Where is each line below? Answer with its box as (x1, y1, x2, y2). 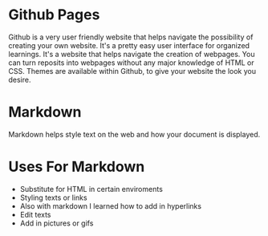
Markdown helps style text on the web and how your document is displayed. (8, 129, 261, 139)
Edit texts (19, 210, 51, 219)
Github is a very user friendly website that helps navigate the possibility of (8, 32, 254, 42)
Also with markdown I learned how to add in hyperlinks (19, 201, 202, 210)
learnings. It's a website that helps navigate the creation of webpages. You (8, 49, 255, 59)
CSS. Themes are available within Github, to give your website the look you (8, 66, 257, 75)
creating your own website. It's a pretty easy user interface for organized (8, 40, 250, 50)
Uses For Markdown (8, 158, 145, 176)
